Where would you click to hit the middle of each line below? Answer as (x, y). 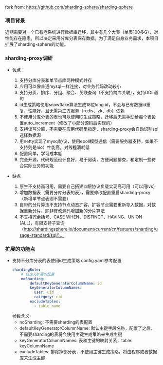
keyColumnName (37, 345)
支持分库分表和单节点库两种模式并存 (56, 80)
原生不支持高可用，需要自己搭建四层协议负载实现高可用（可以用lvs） (88, 186)
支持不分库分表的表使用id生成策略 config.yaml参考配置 (67, 260)
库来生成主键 (32, 358)
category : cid (48, 297)
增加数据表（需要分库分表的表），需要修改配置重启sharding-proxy (85, 192)
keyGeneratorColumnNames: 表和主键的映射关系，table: (76, 340)
